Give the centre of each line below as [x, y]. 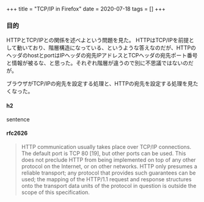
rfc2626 [17, 133]
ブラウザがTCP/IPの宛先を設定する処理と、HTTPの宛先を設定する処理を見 [100, 84]
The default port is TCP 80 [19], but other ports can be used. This [104, 153]
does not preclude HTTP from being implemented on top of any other [109, 160]
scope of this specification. [56, 192]
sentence [18, 119]
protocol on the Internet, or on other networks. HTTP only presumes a [109, 166]
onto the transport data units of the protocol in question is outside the [109, 186]
